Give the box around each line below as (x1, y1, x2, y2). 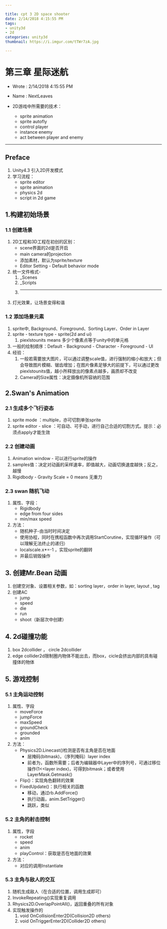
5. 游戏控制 (5, 675, 39, 683)
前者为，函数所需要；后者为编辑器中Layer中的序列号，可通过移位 (27, 760, 161, 766)
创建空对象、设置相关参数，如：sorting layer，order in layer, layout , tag (12, 583, 160, 589)
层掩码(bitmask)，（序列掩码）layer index (27, 754, 111, 760)
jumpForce (19, 714, 42, 720)
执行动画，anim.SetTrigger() (27, 796, 85, 802)
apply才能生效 (21, 429, 51, 435)
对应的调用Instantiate (19, 862, 64, 868)
